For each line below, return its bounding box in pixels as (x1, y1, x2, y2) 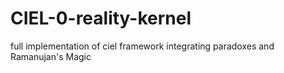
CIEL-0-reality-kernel (10, 7, 192, 30)
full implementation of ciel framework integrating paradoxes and (10, 40, 275, 52)
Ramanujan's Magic (10, 50, 92, 62)
